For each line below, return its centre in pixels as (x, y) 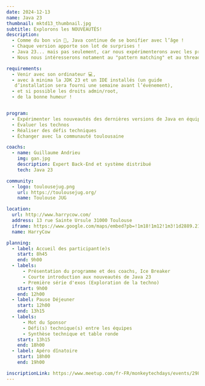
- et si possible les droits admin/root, (65, 91)
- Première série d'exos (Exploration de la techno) (91, 283)
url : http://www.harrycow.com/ (52, 215)
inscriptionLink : (28, 373)
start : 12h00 (34, 306)
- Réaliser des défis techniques (54, 130)
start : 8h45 (32, 254)
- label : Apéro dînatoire (45, 351)
